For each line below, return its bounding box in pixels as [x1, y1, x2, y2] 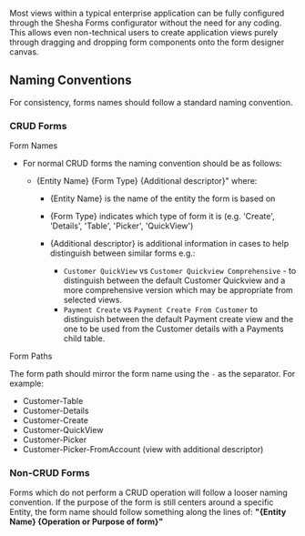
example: [9, 378, 44, 389]
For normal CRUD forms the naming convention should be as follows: [22, 158, 282, 169]
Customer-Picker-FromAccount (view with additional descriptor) [22, 444, 264, 455]
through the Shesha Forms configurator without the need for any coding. [9, 17, 282, 28]
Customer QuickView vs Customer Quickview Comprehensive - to [63, 266, 297, 277]
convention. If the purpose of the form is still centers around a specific [9, 497, 274, 508]
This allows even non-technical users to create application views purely [9, 27, 279, 37]
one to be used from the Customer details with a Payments [63, 323, 284, 335]
